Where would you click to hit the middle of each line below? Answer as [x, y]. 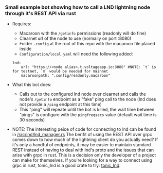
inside [25, 49]
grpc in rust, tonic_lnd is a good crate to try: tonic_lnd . [66, 165]
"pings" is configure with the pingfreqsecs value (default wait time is [88, 115]
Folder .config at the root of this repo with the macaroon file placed [87, 44]
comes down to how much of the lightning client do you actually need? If [85, 139]
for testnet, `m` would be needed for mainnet [60, 71]
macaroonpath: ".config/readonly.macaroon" [66, 76]
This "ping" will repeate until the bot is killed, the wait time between [87, 110]
